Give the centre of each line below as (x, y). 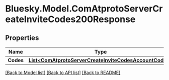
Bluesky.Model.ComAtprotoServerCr (84, 9)
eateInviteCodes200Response (70, 19)
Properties (22, 38)
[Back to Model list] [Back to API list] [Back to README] (63, 72)
